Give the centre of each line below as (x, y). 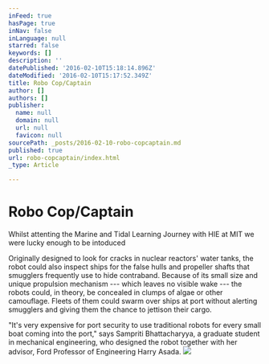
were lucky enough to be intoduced (67, 243)
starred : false (34, 46)
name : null (34, 113)
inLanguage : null (37, 38)
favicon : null (39, 135)
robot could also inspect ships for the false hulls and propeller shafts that (129, 267)
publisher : (26, 105)
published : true (35, 150)
